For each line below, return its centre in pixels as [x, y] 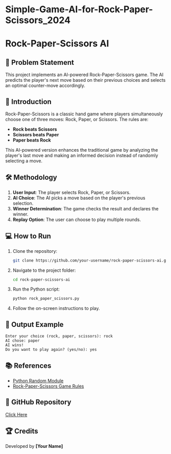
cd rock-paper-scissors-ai [41, 279]
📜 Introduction [29, 101]
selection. [23, 203]
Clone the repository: [35, 251]
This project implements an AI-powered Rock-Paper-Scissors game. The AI [84, 75]
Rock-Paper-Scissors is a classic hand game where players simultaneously [84, 114]
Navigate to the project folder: [44, 270]
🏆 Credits [22, 431]
